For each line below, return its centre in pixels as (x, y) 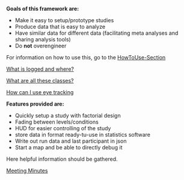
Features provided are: (35, 104)
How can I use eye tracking (40, 92)
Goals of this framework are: (43, 9)
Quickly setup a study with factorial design (68, 115)
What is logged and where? (40, 69)
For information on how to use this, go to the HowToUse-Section (86, 57)
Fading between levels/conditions (57, 122)
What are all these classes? (40, 81)
